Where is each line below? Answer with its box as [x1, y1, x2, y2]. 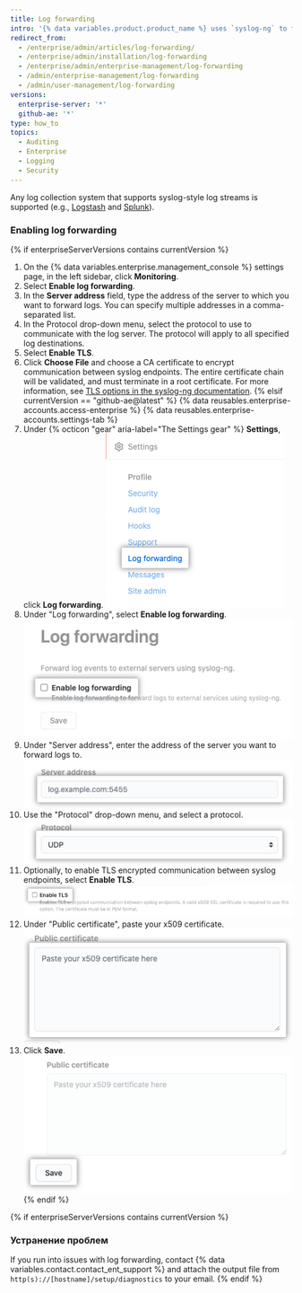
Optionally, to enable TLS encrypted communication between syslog [22, 865, 276, 875]
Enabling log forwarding [10, 224, 117, 236]
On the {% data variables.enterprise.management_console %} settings [22, 261, 285, 272]
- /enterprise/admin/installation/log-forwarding [18, 52, 207, 62]
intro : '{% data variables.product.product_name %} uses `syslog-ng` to [10, 23, 288, 33]
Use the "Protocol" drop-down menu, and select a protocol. [22, 809, 244, 821]
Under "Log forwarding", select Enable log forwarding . [22, 609, 227, 620]
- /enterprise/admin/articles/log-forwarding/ [18, 43, 195, 52]
